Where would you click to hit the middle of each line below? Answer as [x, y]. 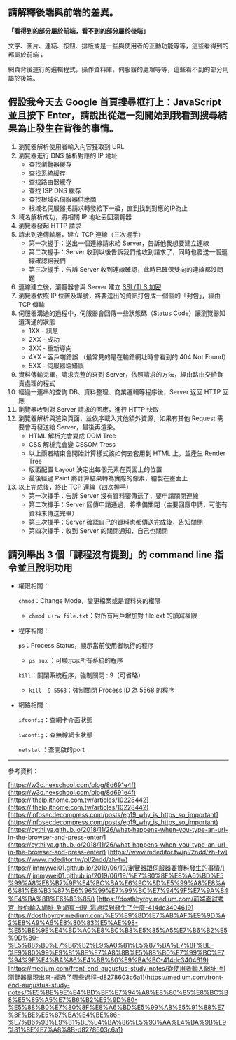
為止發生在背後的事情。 [68, 129]
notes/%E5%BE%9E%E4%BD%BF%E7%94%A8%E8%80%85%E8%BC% [116, 992]
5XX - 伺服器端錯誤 [56, 366]
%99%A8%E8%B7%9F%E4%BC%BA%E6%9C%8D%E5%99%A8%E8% [114, 883]
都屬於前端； [26, 54]
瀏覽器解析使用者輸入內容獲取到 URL [71, 146]
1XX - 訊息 [43, 331]
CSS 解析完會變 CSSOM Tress [72, 444]
